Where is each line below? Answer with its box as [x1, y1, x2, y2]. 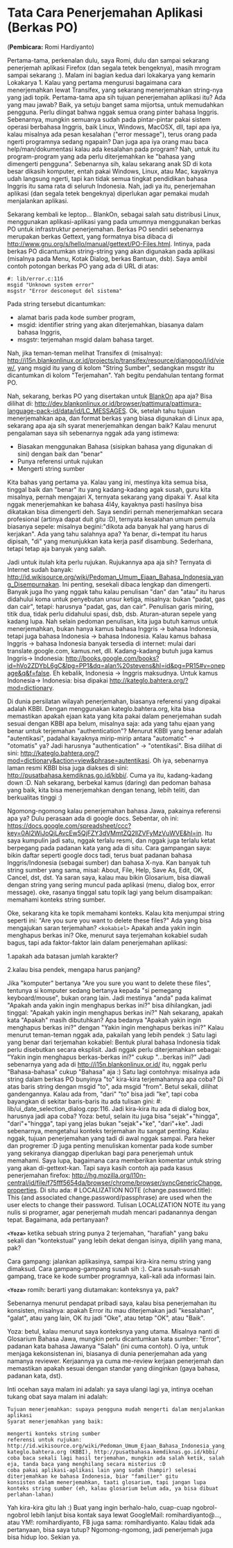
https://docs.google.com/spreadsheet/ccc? [7, 821, 132, 829]
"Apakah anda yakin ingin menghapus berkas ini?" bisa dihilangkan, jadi [7, 1000, 212, 1010]
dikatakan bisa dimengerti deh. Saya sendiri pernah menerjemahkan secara [7, 507, 223, 516]
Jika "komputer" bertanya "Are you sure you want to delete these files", [7, 979, 212, 987]
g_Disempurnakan [7, 580, 60, 589]
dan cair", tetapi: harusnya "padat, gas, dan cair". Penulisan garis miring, [7, 602, 214, 610]
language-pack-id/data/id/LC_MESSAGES [7, 406, 126, 415]
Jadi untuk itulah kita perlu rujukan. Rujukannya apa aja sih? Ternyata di [7, 558, 212, 566]
